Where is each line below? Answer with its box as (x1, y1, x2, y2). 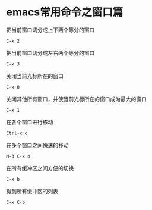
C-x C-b (6, 199, 26, 205)
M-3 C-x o (6, 153, 31, 159)
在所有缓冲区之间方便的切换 (6, 164, 74, 171)
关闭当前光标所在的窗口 (6, 72, 64, 79)
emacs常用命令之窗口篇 (6, 5, 123, 19)
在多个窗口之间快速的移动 (6, 141, 69, 149)
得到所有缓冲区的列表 (6, 187, 58, 195)
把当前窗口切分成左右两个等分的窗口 (6, 49, 95, 57)
